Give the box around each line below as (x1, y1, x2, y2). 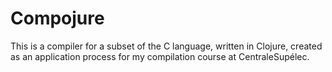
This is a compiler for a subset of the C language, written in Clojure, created (10, 40, 323, 52)
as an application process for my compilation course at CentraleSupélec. (10, 50, 310, 62)
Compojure (10, 7, 105, 30)
